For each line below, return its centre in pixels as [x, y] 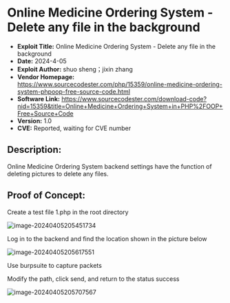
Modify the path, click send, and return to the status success [93, 279]
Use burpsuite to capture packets [54, 265]
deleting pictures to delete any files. [58, 174]
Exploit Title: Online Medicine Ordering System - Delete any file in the [116, 46]
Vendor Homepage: [45, 76]
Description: [34, 150]
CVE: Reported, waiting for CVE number [74, 128]
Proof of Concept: [46, 195]
